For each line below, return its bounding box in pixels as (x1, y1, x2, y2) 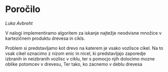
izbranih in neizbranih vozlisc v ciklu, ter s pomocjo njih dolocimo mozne (5, 55, 155, 61)
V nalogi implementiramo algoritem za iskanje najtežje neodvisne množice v (5, 30, 162, 36)
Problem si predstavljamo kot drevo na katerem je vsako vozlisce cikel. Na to (5, 45, 163, 51)
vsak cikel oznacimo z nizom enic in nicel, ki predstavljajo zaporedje (5, 50, 146, 56)
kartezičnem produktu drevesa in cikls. (5, 35, 85, 41)
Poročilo (5, 4, 41, 15)
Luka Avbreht (5, 20, 33, 26)
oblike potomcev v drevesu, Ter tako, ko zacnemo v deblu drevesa (5, 61, 142, 67)
